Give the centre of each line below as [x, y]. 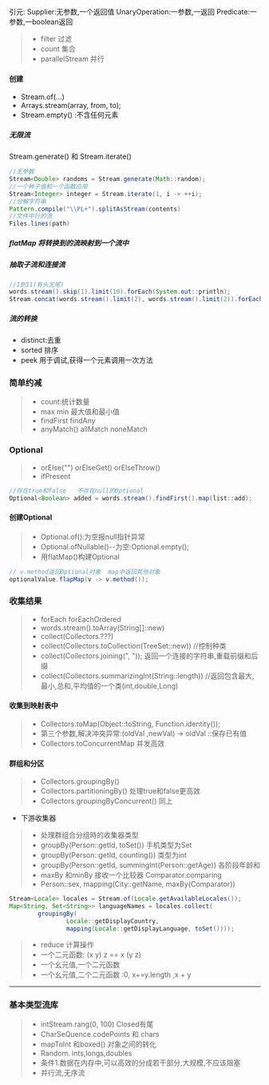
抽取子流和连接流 [37, 265]
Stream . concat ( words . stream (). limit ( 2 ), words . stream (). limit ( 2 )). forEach [136, 299]
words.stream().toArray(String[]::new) [103, 628]
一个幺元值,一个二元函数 [80, 965]
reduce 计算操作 [67, 945]
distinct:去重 [41, 340]
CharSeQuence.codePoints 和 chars [100, 1034]
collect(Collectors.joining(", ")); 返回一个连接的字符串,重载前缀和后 [149, 656]
